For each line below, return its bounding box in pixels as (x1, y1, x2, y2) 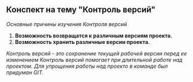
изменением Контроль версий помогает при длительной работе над (6, 56, 183, 63)
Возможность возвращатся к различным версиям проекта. (14, 32, 173, 39)
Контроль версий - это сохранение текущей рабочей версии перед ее (6, 50, 187, 57)
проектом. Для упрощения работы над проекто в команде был (6, 62, 169, 70)
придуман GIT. (6, 68, 44, 76)
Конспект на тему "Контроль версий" (6, 5, 156, 15)
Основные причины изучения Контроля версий (6, 20, 127, 27)
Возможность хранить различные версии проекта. (14, 38, 151, 45)
